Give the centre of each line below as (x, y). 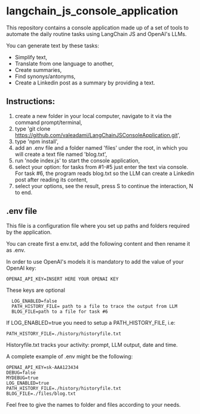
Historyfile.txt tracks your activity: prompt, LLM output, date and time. (92, 345)
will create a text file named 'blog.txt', (61, 154)
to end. (24, 192)
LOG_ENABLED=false (35, 301)
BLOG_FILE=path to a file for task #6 (60, 312)
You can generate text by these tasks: (53, 46)
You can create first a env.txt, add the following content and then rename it (98, 243)
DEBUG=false (21, 373)
